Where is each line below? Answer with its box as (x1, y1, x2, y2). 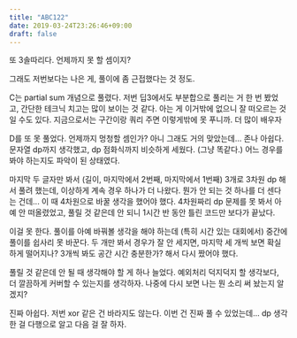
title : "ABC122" (9, 12, 69, 22)
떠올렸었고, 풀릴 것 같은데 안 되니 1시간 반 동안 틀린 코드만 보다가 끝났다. (27, 207, 276, 218)
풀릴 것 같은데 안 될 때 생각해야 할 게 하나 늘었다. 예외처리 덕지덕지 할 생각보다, (9, 267, 280, 278)
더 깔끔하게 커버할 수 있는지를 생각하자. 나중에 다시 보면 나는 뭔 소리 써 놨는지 (9, 278, 276, 288)
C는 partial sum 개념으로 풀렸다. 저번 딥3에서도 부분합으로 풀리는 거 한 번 (9, 92, 263, 103)
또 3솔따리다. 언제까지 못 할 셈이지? (9, 55, 131, 65)
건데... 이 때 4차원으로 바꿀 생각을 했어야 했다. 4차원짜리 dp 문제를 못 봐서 (18, 196, 273, 207)
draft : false (9, 29, 57, 38)
